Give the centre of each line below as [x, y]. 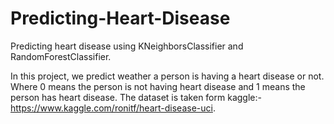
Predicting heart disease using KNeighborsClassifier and [127, 46]
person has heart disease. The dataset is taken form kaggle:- [136, 97]
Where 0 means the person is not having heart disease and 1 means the [158, 86]
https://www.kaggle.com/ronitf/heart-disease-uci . [113, 108]
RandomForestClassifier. [61, 56]
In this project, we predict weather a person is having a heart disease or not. [167, 76]
